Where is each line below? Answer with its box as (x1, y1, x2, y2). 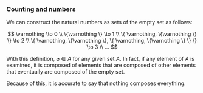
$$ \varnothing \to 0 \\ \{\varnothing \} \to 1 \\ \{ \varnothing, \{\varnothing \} (7, 30, 197, 38)
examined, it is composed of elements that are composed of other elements (6, 61, 196, 69)
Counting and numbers (6, 5, 76, 13)
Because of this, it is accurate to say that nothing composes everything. (6, 80, 187, 87)
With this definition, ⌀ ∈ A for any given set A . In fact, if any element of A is (6, 55, 194, 63)
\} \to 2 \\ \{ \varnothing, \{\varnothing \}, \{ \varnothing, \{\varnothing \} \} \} (7, 37, 198, 44)
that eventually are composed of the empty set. (6, 68, 125, 75)
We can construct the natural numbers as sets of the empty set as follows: (6, 19, 193, 26)
